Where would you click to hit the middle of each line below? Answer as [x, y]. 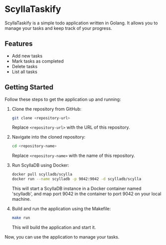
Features [19, 44]
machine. [21, 199]
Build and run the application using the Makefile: [61, 209]
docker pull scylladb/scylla [42, 174]
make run [21, 218]
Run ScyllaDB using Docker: [40, 165]
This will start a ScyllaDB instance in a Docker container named [77, 189]
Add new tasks [27, 56]
